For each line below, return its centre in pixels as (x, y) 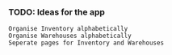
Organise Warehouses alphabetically (70, 36)
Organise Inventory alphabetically (68, 29)
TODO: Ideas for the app (57, 12)
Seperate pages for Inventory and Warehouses (86, 43)
